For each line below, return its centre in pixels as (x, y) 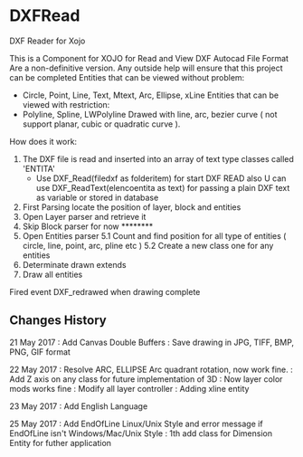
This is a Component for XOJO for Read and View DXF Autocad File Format (149, 58)
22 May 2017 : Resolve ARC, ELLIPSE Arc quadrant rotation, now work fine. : (151, 369)
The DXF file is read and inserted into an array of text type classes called (158, 158)
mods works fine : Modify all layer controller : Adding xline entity (129, 388)
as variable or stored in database (97, 197)
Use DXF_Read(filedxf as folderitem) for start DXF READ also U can (161, 178)
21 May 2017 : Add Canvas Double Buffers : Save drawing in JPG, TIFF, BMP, (152, 342)
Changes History (58, 321)
